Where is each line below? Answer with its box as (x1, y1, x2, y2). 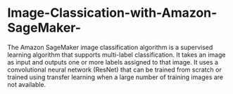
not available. (7, 80, 46, 88)
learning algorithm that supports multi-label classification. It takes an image (7, 51, 226, 59)
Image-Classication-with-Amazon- (7, 5, 218, 21)
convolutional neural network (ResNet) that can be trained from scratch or (7, 65, 222, 74)
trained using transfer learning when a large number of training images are (7, 72, 224, 81)
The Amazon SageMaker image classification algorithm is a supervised (7, 43, 213, 51)
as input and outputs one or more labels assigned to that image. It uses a (7, 58, 218, 66)
